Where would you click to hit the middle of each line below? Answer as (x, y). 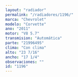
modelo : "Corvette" (26, 24)
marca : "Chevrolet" (26, 19)
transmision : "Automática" (34, 38)
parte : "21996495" (25, 43)
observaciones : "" (25, 62)
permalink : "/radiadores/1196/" (39, 15)
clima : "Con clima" (26, 48)
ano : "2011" (18, 29)
